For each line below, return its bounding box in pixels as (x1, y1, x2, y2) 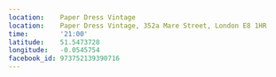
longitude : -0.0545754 (8, 46, 100, 55)
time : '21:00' (8, 29, 89, 38)
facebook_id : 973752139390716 (8, 54, 121, 63)
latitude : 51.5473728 (8, 37, 100, 47)
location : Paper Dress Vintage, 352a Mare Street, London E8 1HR (8, 21, 267, 30)
